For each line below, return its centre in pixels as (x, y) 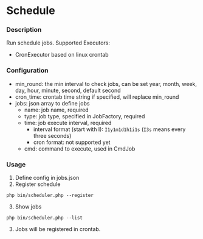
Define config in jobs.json (47, 178)
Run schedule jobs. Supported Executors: (58, 43)
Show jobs (28, 207)
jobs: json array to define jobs (52, 103)
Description (24, 30)
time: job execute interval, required (68, 123)
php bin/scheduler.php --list (45, 218)
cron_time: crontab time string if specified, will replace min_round (97, 97)
